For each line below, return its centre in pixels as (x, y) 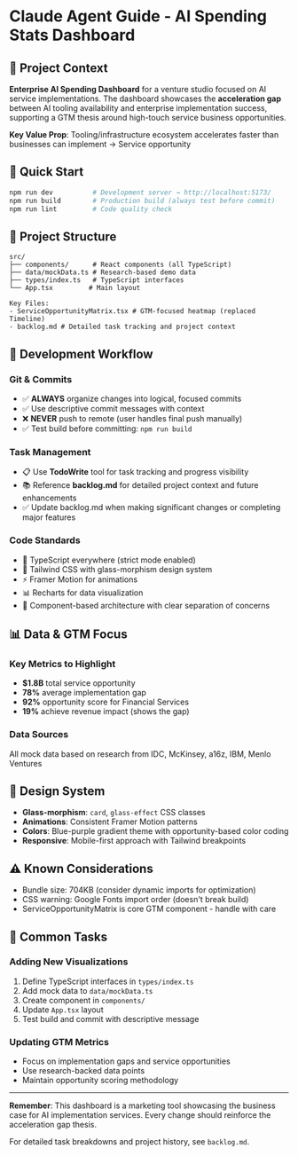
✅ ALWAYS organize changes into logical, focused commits (132, 398)
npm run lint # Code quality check (91, 209)
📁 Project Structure (63, 236)
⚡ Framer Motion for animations (80, 579)
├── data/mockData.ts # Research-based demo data (103, 272)
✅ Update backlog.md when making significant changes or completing (151, 507)
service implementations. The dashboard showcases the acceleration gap (145, 98)
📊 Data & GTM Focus (68, 634)
